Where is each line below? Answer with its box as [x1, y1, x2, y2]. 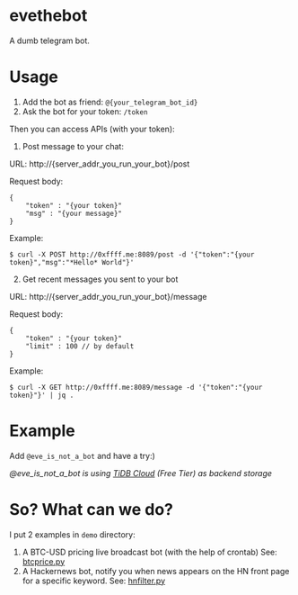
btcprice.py [22, 555, 66, 567]
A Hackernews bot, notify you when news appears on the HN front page [22, 565, 290, 576]
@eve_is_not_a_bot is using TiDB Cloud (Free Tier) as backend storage [9, 467, 272, 478]
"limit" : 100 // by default [25, 341, 135, 351]
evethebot [9, 5, 88, 26]
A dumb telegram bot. [9, 35, 90, 46]
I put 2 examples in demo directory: [9, 528, 136, 540]
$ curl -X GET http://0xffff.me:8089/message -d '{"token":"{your [9, 383, 263, 392]
